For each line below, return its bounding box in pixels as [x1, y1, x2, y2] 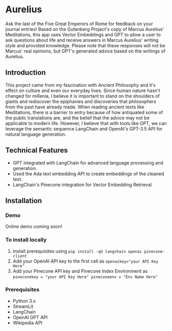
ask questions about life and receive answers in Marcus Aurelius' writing [5, 37, 159, 43]
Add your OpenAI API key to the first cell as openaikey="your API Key [12, 258, 159, 264]
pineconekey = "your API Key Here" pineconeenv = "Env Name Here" [12, 274, 158, 280]
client [12, 253, 27, 259]
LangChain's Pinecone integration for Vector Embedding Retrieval [12, 181, 152, 188]
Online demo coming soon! [5, 224, 63, 230]
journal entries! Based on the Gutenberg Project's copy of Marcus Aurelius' [5, 26, 164, 32]
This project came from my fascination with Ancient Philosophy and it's [5, 82, 156, 88]
